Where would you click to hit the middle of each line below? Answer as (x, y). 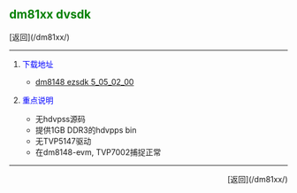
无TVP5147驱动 (63, 141)
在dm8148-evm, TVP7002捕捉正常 (98, 152)
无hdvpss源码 (60, 119)
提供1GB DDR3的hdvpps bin (86, 130)
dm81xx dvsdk (50, 15)
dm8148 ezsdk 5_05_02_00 (84, 81)
